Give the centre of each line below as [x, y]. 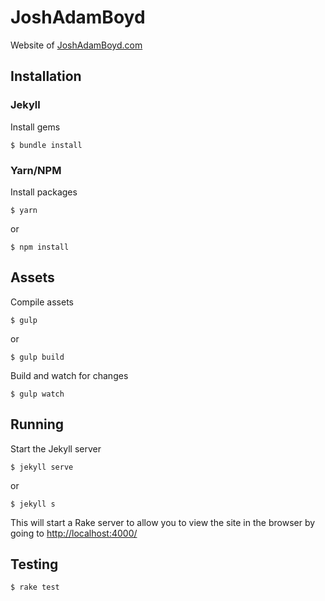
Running [37, 424]
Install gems [35, 127]
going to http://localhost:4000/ [74, 533]
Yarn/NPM [36, 170]
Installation [46, 76]
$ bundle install [46, 145]
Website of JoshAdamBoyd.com [76, 45]
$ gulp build [37, 357]
